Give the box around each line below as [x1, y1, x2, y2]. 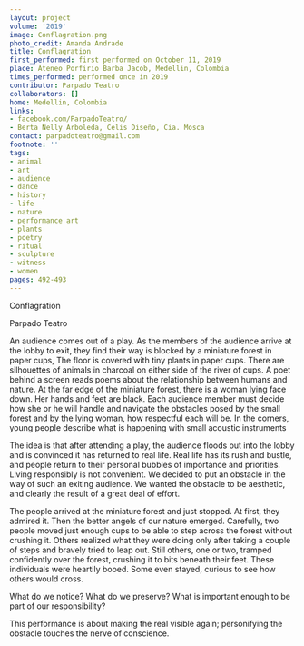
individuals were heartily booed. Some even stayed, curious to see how [9, 563, 277, 574]
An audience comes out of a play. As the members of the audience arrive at [9, 335, 292, 346]
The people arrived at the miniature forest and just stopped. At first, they [9, 505, 280, 516]
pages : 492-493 [9, 275, 67, 284]
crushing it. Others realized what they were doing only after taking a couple [9, 534, 291, 545]
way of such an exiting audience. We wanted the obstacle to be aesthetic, [9, 478, 286, 489]
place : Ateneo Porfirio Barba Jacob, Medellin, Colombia [9, 65, 230, 74]
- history [9, 191, 47, 200]
